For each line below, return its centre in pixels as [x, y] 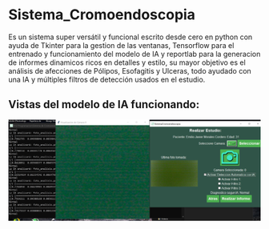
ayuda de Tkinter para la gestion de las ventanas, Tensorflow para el [121, 45]
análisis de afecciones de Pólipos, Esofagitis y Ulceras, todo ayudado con [130, 70]
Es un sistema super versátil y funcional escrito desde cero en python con [130, 37]
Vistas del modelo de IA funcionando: [104, 104]
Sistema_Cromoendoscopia [102, 15]
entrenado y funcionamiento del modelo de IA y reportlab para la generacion [134, 54]
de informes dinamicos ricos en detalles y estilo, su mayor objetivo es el [127, 62]
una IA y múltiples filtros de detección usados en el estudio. [107, 79]
